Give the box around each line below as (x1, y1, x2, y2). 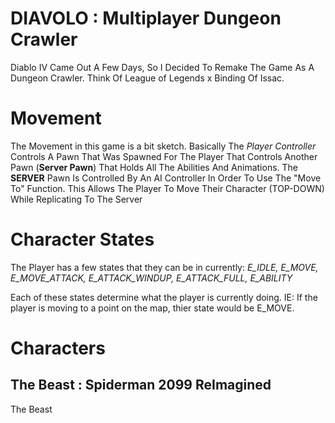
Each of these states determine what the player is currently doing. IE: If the (10, 291, 318, 303)
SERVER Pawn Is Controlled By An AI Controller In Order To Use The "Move (10, 172, 322, 184)
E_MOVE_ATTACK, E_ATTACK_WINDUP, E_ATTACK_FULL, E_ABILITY (10, 272, 293, 284)
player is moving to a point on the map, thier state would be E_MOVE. (10, 302, 295, 314)
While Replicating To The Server (10, 193, 143, 205)
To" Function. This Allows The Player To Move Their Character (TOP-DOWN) (10, 182, 325, 194)
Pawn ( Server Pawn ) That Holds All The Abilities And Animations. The (10, 161, 299, 173)
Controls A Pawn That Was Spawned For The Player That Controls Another (10, 150, 318, 162)
